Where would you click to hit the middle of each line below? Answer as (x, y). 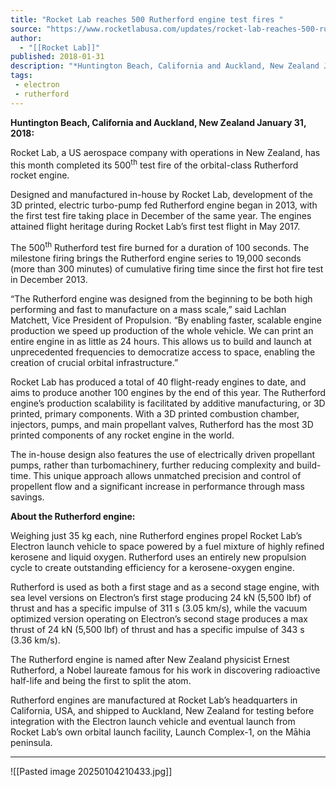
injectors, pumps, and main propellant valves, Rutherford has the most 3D (162, 424)
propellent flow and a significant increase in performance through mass (158, 486)
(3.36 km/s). (35, 640)
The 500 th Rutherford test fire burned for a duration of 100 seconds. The (160, 246)
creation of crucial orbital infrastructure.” (94, 362)
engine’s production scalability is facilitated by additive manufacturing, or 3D (168, 403)
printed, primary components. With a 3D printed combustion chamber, (155, 413)
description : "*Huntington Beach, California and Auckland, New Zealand (165, 66)
